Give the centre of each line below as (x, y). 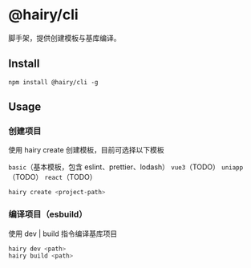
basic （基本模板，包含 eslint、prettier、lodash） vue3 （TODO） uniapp (126, 167)
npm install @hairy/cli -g (53, 82)
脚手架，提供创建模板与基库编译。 (65, 38)
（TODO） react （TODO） (53, 177)
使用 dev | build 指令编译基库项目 (63, 233)
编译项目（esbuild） (48, 214)
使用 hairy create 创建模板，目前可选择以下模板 (86, 150)
